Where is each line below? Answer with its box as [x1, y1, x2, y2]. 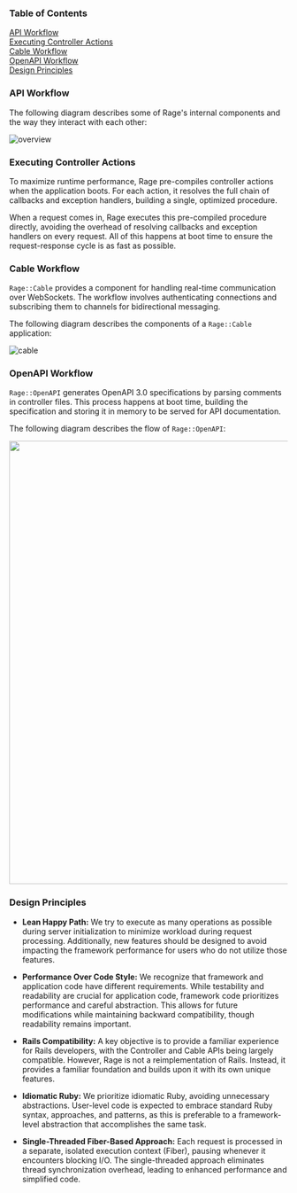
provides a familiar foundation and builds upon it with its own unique [21, 1064, 271, 1074]
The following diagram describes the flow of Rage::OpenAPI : [9, 424, 226, 434]
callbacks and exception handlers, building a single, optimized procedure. [9, 194, 278, 206]
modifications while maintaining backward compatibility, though [21, 1009, 255, 1019]
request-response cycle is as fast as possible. [9, 240, 177, 251]
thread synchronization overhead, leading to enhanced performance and [21, 1164, 287, 1174]
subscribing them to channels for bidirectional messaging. [9, 301, 221, 312]
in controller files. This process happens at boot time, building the [9, 397, 248, 408]
